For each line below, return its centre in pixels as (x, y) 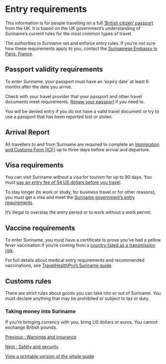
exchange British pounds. (31, 328)
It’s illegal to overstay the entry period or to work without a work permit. (78, 212)
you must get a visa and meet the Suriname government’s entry (70, 197)
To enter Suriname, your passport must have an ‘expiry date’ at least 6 (77, 81)
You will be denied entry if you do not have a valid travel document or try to (82, 111)
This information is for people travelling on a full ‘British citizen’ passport (79, 23)
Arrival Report (27, 132)
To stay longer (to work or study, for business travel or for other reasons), (81, 192)
